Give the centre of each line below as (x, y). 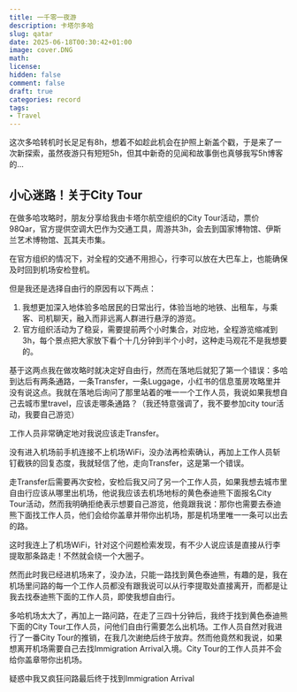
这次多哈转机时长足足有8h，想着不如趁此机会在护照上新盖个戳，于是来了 (141, 142)
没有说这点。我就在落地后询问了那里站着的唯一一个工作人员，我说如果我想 (145, 392)
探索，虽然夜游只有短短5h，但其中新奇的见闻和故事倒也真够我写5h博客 (154, 153)
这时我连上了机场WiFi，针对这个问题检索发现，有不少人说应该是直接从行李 (145, 544)
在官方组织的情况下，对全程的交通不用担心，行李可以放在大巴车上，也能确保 (148, 258)
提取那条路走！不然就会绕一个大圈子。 (79, 555)
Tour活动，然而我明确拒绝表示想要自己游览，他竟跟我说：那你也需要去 (137, 504)
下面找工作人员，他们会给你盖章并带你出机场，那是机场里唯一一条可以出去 (152, 514)
